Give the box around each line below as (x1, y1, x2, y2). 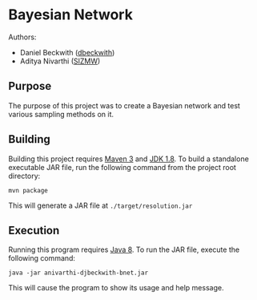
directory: (8, 171, 41, 180)
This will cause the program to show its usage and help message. (8, 283, 224, 293)
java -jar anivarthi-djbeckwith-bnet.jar (8, 269, 149, 278)
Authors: (8, 32, 37, 42)
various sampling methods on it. (8, 109, 114, 119)
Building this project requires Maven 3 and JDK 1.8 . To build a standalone (8, 154, 250, 164)
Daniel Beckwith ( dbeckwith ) (19, 47, 115, 57)
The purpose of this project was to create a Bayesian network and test (8, 100, 240, 110)
